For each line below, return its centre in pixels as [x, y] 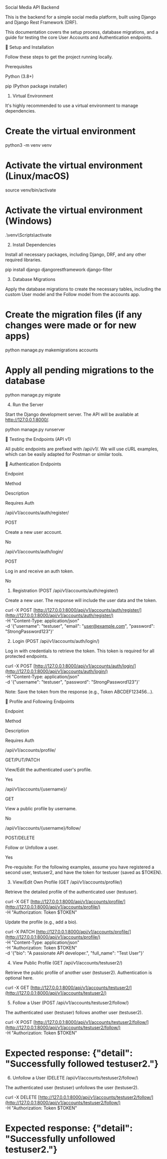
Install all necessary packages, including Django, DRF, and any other [76, 254]
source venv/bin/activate [31, 190]
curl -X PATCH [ [21, 931]
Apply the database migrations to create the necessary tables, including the [83, 289]
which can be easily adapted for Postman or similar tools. [64, 454]
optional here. [19, 978]
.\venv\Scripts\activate [28, 235]
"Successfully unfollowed [60, 1139]
